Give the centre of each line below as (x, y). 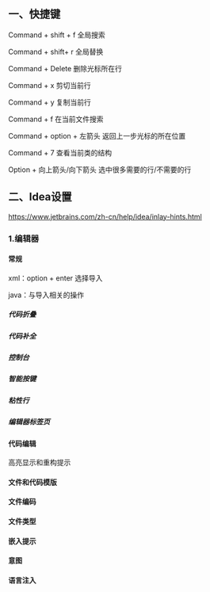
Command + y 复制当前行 (50, 102)
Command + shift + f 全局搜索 (57, 35)
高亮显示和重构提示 (40, 463)
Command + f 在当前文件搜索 (56, 119)
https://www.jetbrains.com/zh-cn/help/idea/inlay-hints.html (105, 216)
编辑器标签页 (29, 422)
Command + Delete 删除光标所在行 (65, 68)
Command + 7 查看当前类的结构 (60, 152)
